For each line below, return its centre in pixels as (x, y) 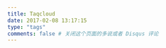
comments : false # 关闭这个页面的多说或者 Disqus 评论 (83, 34)
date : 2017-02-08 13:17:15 (47, 20)
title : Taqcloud (31, 14)
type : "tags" (27, 27)
